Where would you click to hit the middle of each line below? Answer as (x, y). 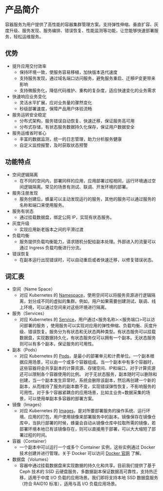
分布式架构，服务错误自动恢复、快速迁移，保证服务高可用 (77, 121)
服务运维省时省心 (29, 133)
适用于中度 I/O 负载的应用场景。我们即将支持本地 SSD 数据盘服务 (93, 478)
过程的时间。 (36, 435)
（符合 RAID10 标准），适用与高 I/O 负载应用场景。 (69, 484)
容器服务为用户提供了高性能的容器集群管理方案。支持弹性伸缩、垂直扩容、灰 (82, 24)
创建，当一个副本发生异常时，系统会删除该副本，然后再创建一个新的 (88, 381)
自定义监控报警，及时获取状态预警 (54, 145)
